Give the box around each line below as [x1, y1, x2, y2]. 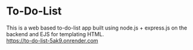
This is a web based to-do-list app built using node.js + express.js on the [6, 24, 188, 31]
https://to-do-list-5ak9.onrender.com [6, 37, 98, 44]
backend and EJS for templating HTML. [6, 30, 104, 37]
